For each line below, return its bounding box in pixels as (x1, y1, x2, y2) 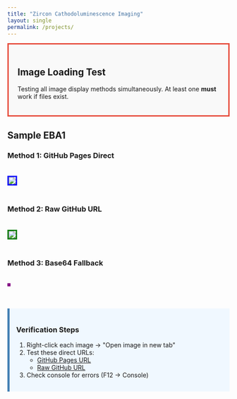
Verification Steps (16, 325, 80, 335)
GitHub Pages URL (37, 356, 92, 364)
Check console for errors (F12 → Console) (26, 371, 150, 379)
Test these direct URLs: (26, 348, 95, 357)
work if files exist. (17, 93, 69, 101)
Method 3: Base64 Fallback (7, 258, 104, 267)
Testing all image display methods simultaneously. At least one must (17, 85, 217, 93)
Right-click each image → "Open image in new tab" (26, 341, 176, 349)
